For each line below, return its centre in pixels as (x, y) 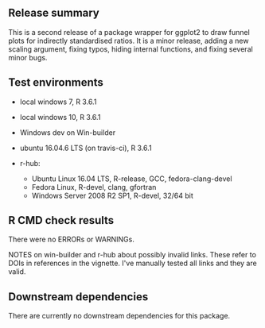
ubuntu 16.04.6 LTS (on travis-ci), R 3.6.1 (86, 148)
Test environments (56, 83)
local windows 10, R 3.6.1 (60, 117)
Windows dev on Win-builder (68, 132)
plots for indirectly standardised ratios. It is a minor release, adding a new (129, 41)
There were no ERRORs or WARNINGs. (72, 239)
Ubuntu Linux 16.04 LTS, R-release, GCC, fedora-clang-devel (132, 179)
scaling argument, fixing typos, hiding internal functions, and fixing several (131, 49)
